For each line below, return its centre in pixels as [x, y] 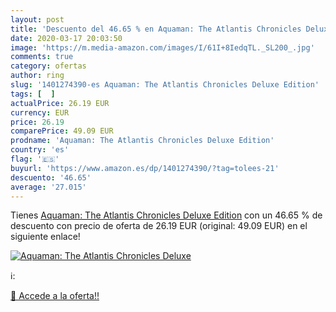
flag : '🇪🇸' [35, 159]
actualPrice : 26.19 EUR [60, 103]
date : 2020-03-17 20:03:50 [66, 38]
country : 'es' [40, 150]
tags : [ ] [33, 94]
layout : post [37, 19]
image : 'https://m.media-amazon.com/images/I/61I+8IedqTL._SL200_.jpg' [162, 47]
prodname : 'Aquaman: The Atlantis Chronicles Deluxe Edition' [142, 141]
